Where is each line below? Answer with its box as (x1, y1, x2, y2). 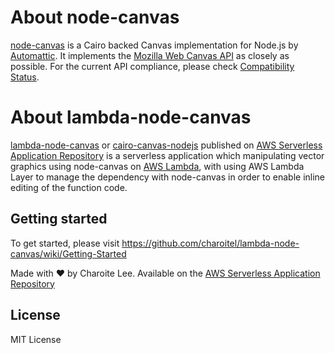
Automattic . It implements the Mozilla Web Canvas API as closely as (10, 49, 290, 61)
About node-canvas (10, 6, 180, 29)
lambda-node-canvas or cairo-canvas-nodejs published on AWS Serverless (10, 139, 323, 151)
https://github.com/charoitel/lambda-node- (121, 237, 300, 249)
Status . (10, 71, 40, 83)
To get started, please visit (10, 237, 120, 249)
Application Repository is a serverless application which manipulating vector (10, 149, 325, 161)
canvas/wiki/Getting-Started (10, 247, 127, 260)
